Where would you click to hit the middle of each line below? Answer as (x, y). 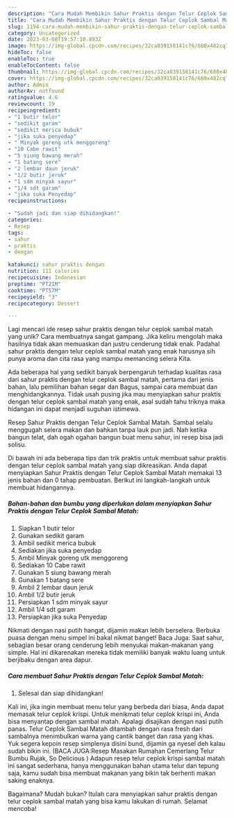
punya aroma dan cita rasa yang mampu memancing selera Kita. (100, 359)
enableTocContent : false (44, 65)
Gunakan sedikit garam (51, 536)
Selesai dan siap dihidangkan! (60, 693)
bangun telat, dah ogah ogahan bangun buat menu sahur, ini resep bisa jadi (116, 437)
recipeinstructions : (38, 201)
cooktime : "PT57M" (34, 290)
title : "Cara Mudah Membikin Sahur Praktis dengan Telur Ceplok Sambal (114, 20)
